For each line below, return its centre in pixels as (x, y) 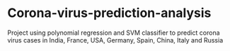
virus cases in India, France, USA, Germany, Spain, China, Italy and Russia (115, 40)
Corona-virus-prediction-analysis (109, 13)
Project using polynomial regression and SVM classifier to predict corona (114, 33)
